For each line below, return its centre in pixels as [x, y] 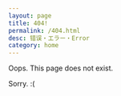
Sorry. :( [22, 84]
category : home [34, 46]
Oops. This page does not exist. [61, 68]
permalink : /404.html [44, 30]
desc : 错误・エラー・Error [49, 38]
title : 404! [28, 23]
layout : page [30, 16]
